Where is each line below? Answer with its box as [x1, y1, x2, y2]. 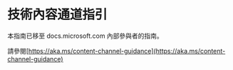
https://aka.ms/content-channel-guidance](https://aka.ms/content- [28, 46, 226, 55]
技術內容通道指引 [7, 6, 108, 23]
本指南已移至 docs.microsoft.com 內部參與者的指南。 [7, 31, 164, 40]
